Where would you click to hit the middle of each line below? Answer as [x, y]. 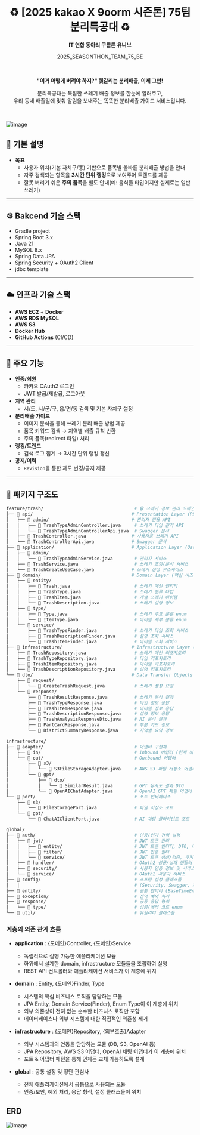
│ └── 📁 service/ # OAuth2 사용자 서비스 [96, 874]
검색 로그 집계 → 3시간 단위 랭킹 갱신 [67, 454]
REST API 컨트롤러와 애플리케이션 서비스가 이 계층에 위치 [90, 971]
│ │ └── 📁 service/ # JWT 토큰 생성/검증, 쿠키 [100, 858]
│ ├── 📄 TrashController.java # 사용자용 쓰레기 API [93, 536]
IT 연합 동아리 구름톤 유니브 [100, 45]
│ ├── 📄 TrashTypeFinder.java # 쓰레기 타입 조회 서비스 [97, 631]
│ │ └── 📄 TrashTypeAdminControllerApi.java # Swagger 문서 [88, 531]
